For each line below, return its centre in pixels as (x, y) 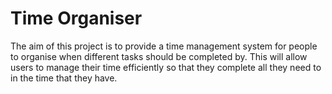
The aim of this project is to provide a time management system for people (164, 46)
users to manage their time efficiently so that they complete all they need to (166, 67)
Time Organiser (76, 18)
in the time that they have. (64, 78)
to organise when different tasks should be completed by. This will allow (159, 56)
